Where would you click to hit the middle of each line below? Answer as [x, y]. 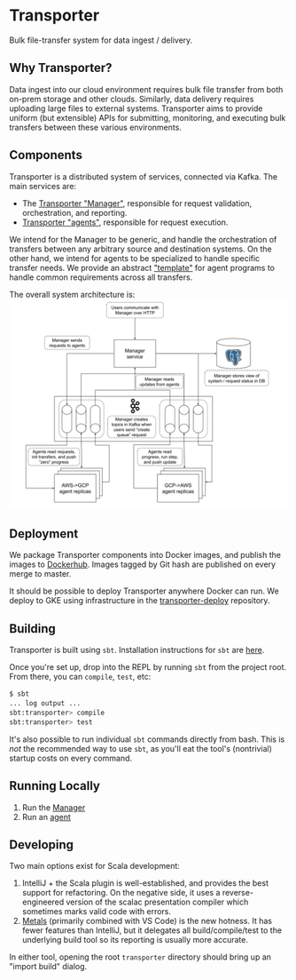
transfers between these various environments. [95, 127]
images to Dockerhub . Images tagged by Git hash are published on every [143, 564]
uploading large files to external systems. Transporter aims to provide [136, 108]
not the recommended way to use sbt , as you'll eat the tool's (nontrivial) [141, 748]
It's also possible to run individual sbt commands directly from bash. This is [147, 739]
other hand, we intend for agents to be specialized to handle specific [135, 258]
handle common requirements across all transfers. [101, 277]
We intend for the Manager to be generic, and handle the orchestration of [143, 239]
